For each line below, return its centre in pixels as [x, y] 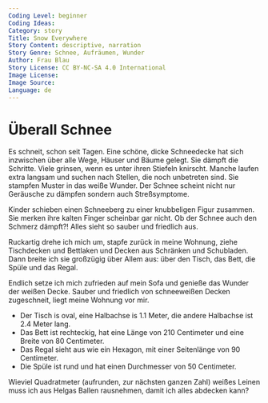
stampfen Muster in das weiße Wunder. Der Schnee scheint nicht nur [122, 186]
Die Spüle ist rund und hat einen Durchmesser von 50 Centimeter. [128, 367]
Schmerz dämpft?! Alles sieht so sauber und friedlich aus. [103, 227]
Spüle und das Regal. [43, 268]
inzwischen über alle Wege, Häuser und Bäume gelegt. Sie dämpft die [123, 160]
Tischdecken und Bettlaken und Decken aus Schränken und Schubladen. [128, 251]
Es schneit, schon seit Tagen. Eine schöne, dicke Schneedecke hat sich [126, 152]
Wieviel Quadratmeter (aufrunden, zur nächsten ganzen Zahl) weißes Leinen [134, 382]
